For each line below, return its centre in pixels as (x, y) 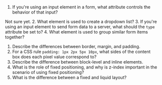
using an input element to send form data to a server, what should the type (80, 27)
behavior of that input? (35, 12)
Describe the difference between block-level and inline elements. (78, 62)
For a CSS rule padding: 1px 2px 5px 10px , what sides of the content (81, 51)
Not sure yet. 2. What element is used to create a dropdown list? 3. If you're (81, 22)
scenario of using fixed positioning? (48, 72)
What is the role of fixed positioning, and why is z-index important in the (85, 67)
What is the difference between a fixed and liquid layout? (69, 77)
